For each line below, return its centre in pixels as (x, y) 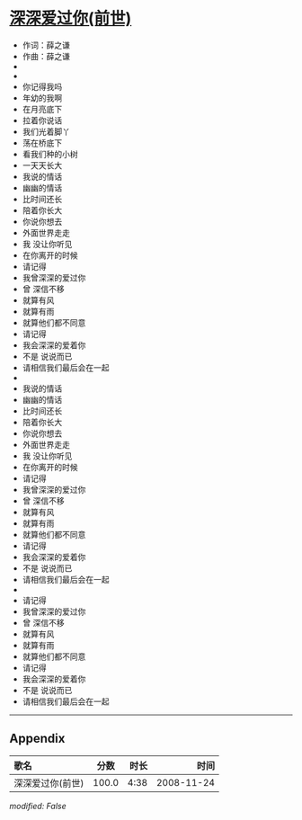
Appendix (37, 739)
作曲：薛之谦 (46, 56)
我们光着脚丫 (46, 131)
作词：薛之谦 (46, 45)
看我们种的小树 (50, 154)
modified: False (38, 806)
